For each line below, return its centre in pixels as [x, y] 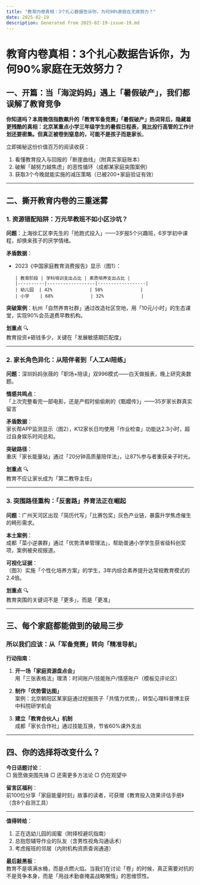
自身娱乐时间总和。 [35, 437]
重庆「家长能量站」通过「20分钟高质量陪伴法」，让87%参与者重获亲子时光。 [100, 457]
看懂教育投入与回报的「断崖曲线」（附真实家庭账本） [79, 160]
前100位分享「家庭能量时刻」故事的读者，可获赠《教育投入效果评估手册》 [95, 795]
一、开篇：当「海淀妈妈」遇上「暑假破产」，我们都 [98, 93]
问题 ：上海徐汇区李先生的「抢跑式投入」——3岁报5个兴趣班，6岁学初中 [94, 233]
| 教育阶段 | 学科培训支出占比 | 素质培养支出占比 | [73, 278]
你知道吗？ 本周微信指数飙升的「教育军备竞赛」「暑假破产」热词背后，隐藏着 [99, 119]
